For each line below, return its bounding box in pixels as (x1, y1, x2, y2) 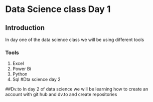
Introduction (5, 23, 45, 32)
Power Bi (12, 66, 31, 72)
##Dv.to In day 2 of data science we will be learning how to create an (5, 86, 148, 92)
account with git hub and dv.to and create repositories (5, 91, 117, 97)
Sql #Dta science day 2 (12, 76, 61, 82)
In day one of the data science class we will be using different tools (5, 36, 144, 42)
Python (12, 71, 28, 77)
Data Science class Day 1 (5, 3, 111, 15)
